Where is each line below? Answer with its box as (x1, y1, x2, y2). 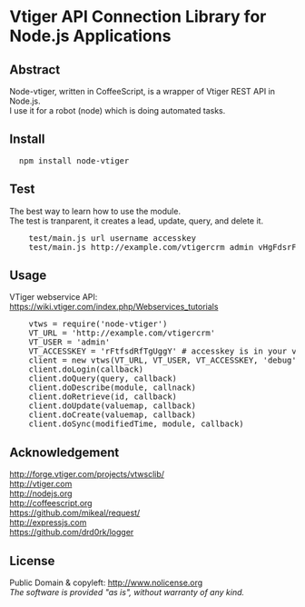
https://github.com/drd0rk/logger (9, 527, 134, 538)
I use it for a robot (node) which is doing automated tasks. (9, 105, 226, 115)
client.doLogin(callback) (28, 364, 144, 374)
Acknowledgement (9, 444, 120, 460)
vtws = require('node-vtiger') (28, 319, 168, 329)
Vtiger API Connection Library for (9, 6, 267, 27)
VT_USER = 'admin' (28, 337, 111, 347)
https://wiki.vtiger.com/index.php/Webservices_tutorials (9, 302, 219, 313)
